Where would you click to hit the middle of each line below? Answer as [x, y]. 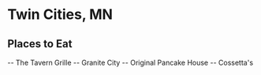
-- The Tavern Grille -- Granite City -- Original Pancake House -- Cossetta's [130, 62]
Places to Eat [40, 44]
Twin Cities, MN [60, 15]
